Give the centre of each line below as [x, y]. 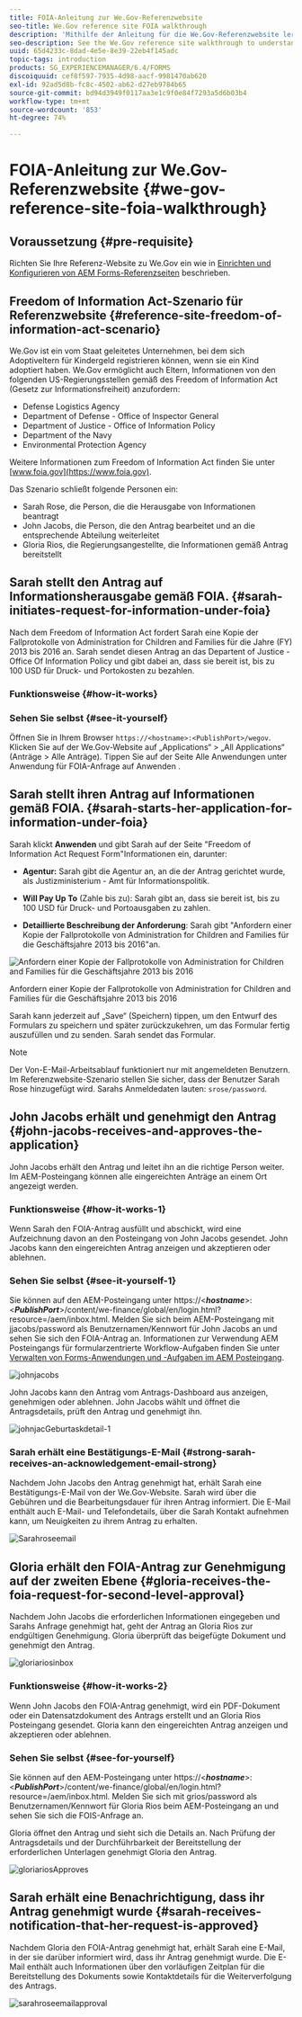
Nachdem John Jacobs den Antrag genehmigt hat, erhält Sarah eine [136, 1483]
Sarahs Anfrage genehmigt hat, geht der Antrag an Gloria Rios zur [131, 1626]
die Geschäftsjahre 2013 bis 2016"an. [91, 944]
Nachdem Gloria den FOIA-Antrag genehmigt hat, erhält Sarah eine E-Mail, [147, 1947]
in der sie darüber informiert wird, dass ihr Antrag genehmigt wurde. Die [143, 1957]
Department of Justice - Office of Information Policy [119, 425]
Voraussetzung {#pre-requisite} [102, 241]
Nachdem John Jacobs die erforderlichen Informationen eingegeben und [145, 1617]
